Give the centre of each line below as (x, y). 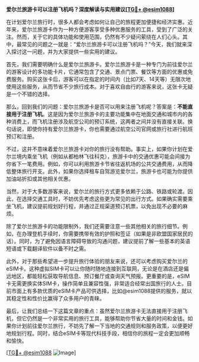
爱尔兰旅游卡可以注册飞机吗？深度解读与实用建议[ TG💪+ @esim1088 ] (90, 9)
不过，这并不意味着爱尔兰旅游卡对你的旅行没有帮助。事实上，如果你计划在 (97, 149)
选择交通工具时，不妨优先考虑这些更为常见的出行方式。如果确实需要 (105, 199)
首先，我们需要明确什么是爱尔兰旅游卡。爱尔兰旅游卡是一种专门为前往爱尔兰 (99, 64)
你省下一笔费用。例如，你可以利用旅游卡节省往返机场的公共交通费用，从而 (97, 164)
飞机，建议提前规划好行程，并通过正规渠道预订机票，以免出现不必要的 (97, 206)
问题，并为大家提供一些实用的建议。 (76, 52)
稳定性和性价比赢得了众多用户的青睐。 (58, 298)
